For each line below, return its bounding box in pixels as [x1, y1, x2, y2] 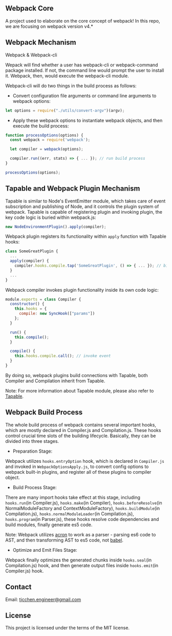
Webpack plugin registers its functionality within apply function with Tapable [5, 233, 166, 239]
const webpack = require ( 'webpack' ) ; [10, 137, 91, 143]
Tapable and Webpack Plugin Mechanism [5, 184, 140, 193]
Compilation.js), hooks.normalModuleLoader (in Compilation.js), [5, 511, 134, 517]
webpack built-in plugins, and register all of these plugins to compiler [5, 469, 152, 475]
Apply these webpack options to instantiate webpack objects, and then [12, 117, 163, 123]
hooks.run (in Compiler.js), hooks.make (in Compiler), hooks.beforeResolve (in [5, 499, 162, 506]
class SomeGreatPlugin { [5, 249, 58, 254]
